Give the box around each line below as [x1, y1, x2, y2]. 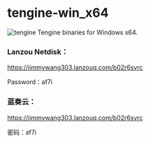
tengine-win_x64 [7, 5, 110, 21]
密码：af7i [7, 128, 37, 136]
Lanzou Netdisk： [7, 47, 68, 57]
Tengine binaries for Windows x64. [37, 28, 138, 36]
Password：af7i [7, 78, 53, 86]
